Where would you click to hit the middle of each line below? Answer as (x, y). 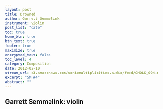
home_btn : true (20, 37)
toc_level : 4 (18, 59)
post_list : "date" (24, 28)
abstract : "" (18, 82)
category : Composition (28, 64)
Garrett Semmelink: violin (44, 102)
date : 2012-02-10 (23, 69)
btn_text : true (20, 41)
